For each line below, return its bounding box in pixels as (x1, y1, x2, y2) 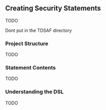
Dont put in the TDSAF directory (5, 27, 72, 33)
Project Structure (5, 40, 48, 47)
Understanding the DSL (5, 88, 64, 95)
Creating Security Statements (5, 4, 101, 13)
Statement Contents (5, 64, 56, 71)
